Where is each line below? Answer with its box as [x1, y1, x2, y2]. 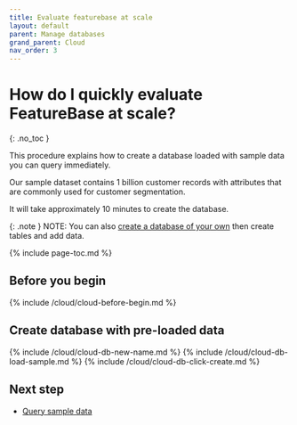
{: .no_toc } [9, 133, 50, 143]
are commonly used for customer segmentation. [9, 186, 186, 197]
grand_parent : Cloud [9, 37, 86, 47]
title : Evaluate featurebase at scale [9, 12, 153, 22]
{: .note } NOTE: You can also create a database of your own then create [9, 221, 274, 232]
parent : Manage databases [9, 29, 105, 38]
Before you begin [9, 274, 107, 289]
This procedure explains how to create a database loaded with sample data [9, 151, 285, 161]
